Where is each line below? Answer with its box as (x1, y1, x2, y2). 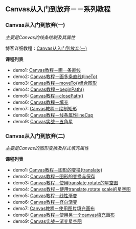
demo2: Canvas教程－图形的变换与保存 (12, 173, 96, 179)
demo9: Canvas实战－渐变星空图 (12, 218, 82, 224)
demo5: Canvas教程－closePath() (12, 92, 83, 99)
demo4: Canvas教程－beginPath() (12, 86, 84, 92)
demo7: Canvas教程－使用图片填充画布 (12, 205, 95, 212)
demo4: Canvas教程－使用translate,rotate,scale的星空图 (12, 186, 131, 192)
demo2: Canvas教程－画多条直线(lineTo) (12, 73, 98, 80)
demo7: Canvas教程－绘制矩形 (12, 105, 77, 111)
